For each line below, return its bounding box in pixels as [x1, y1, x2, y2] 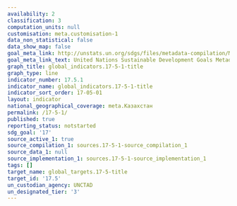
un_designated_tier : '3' [7, 188, 80, 195]
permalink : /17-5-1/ [7, 109, 68, 116]
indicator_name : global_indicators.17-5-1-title [7, 83, 153, 90]
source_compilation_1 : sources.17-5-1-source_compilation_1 [7, 142, 188, 149]
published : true [7, 115, 55, 122]
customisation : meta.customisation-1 [7, 30, 119, 38]
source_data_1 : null [7, 149, 68, 156]
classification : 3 [7, 17, 61, 24]
